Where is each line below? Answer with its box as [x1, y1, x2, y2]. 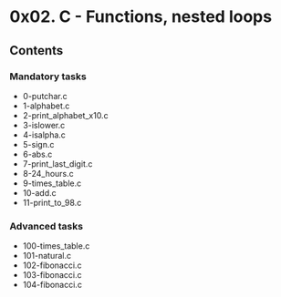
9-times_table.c [22, 178, 82, 189]
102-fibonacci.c [22, 260, 82, 271]
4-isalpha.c [22, 129, 67, 140]
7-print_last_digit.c [22, 158, 93, 169]
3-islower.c [22, 119, 66, 130]
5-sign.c [22, 138, 55, 149]
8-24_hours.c [22, 168, 75, 179]
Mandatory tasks [9, 70, 87, 83]
